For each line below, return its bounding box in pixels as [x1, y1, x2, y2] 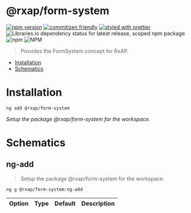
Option [9, 199, 29, 207]
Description [81, 199, 115, 207]
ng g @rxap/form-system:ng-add [6, 187, 83, 192]
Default [54, 199, 76, 207]
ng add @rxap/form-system [6, 105, 70, 111]
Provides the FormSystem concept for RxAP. [20, 47, 129, 54]
